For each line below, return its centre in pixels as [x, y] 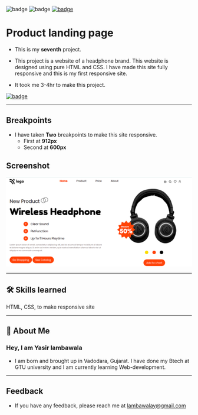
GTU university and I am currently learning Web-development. [90, 367]
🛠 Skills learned [36, 290]
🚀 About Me [28, 331]
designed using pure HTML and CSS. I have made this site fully [91, 67]
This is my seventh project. [48, 49]
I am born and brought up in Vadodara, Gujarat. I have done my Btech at [102, 361]
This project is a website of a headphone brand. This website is [92, 61]
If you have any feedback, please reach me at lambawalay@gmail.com [100, 406]
